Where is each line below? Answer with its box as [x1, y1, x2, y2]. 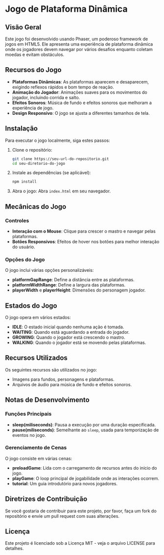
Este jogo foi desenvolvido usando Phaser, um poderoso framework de [5, 36, 148, 42]
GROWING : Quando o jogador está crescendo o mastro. [12, 335, 126, 341]
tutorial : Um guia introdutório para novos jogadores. [12, 480, 118, 486]
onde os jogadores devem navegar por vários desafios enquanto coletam [5, 47, 153, 52]
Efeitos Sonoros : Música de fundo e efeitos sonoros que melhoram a [12, 100, 152, 106]
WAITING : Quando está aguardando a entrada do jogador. [12, 329, 130, 335]
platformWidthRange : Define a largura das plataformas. [12, 282, 126, 288]
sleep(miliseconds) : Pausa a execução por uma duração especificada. [12, 422, 156, 427]
